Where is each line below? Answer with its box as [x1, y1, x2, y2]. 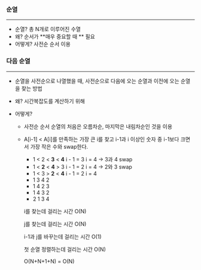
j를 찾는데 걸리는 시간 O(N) [23, 220, 87, 228]
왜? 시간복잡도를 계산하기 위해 [14, 97, 86, 105]
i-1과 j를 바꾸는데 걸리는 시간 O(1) [23, 233, 102, 240]
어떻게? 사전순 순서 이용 [14, 41, 71, 48]
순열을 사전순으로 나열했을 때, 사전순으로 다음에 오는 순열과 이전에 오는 [14, 77, 179, 84]
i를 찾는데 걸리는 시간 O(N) [23, 207, 87, 214]
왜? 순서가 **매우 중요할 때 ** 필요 [14, 33, 96, 40]
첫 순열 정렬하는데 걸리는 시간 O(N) [23, 246, 106, 253]
